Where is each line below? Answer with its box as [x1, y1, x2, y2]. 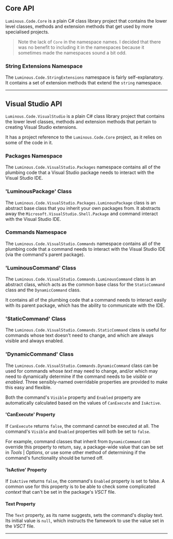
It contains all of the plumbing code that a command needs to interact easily [5, 297, 167, 303]
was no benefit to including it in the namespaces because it [18, 44, 145, 50]
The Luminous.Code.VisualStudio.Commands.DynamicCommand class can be [5, 362, 159, 369]
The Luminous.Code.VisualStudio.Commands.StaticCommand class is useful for [5, 327, 166, 333]
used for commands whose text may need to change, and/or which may [5, 368, 158, 374]
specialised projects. [5, 28, 49, 35]
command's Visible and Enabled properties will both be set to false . [5, 428, 151, 434]
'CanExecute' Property [5, 411, 56, 418]
